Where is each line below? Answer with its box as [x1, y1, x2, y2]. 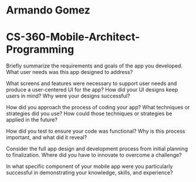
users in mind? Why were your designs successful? [6, 92, 130, 100]
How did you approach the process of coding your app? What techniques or [6, 104, 190, 111]
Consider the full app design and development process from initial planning [6, 145, 188, 153]
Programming [6, 43, 75, 56]
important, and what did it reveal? [6, 134, 87, 141]
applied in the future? [6, 116, 58, 123]
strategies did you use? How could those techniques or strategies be [6, 110, 173, 117]
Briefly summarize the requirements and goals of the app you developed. [6, 62, 183, 69]
